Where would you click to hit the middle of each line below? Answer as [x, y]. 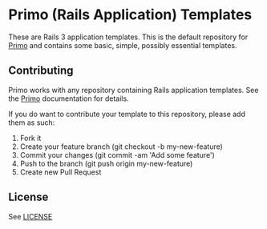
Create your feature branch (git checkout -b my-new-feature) [121, 147]
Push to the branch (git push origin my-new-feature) [106, 163]
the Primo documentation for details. [69, 98]
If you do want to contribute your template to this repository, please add [127, 114]
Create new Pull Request [61, 172]
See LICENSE [30, 216]
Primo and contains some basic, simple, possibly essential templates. [123, 45]
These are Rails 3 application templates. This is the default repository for [128, 37]
